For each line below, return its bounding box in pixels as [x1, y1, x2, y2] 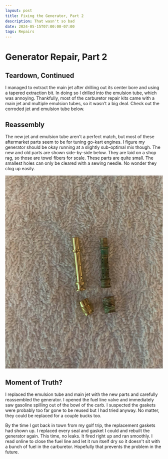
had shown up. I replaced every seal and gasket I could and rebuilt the [5, 428, 150, 434]
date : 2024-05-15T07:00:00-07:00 [5, 24, 75, 29]
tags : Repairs [5, 29, 35, 35]
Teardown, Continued [5, 71, 74, 80]
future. [5, 449, 19, 455]
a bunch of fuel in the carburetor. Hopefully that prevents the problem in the [5, 443, 161, 450]
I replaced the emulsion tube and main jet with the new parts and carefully [5, 391, 158, 397]
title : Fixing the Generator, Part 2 [5, 13, 84, 19]
